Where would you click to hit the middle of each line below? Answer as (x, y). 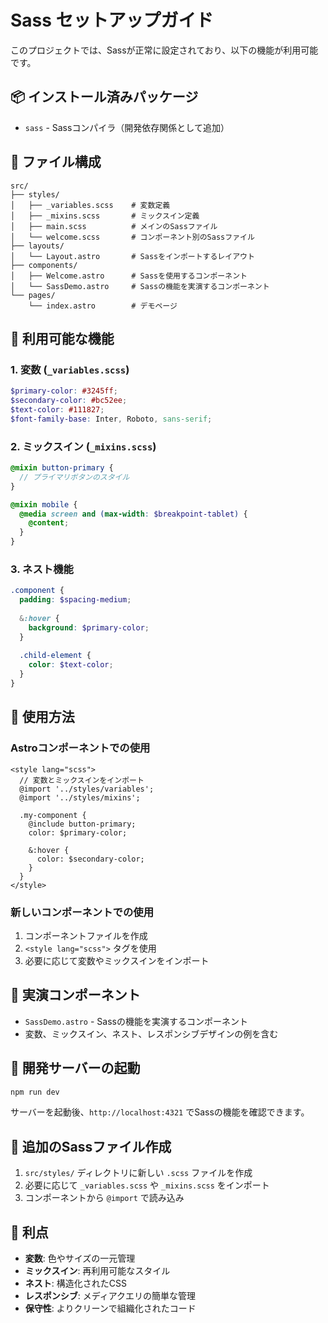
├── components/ (44, 265)
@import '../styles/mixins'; (80, 797)
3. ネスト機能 (42, 569)
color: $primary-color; (78, 832)
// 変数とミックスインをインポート (82, 780)
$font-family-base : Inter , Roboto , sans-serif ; (111, 419)
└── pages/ (33, 295)
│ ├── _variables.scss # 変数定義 (90, 205)
